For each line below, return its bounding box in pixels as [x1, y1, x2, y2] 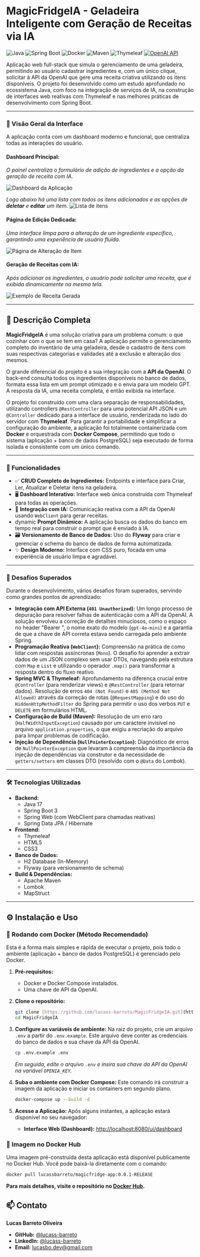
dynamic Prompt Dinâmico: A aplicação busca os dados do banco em [14, 518, 187, 525]
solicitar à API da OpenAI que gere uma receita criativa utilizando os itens [6, 74, 186, 81]
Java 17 [23, 800, 43, 808]
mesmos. [6, 356, 29, 363]
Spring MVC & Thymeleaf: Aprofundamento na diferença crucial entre [14, 675, 188, 682]
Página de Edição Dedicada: [6, 216, 77, 224]
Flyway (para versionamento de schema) [23, 864, 124, 871]
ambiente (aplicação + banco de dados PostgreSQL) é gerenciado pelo [6, 950, 181, 958]
